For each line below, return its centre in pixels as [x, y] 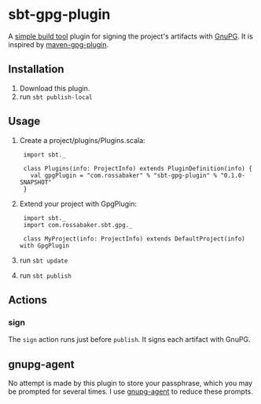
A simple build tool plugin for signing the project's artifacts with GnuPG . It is [130, 36]
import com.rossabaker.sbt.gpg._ [78, 225]
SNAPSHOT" [36, 182]
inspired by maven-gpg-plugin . [58, 44]
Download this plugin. [55, 88]
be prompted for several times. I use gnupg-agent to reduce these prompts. [130, 391]
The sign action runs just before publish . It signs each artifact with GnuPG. [129, 340]
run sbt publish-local [56, 97]
